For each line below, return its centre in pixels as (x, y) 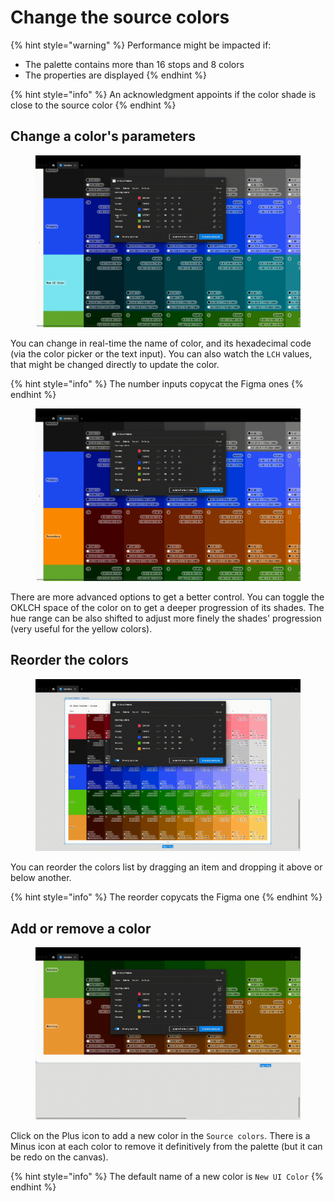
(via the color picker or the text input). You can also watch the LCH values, (161, 354)
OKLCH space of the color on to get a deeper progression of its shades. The (167, 607)
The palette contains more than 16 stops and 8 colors (134, 64)
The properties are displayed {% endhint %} (115, 75)
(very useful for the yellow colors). (81, 628)
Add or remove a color (81, 928)
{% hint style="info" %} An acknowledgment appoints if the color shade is (163, 94)
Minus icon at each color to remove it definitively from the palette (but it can (166, 1146)
